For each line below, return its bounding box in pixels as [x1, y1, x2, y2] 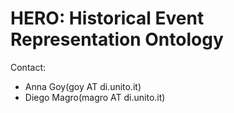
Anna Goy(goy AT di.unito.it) [24, 80, 142, 92]
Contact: [10, 61, 47, 73]
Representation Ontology [10, 28, 224, 51]
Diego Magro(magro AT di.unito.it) [24, 91, 166, 103]
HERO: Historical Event [10, 7, 205, 30]
